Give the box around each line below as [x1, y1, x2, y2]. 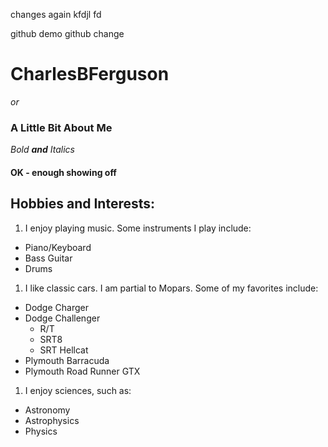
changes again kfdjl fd [10, 9, 102, 20]
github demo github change [10, 28, 125, 39]
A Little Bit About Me [10, 120, 113, 134]
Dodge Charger [24, 301, 89, 313]
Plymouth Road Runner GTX [24, 365, 141, 377]
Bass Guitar [24, 252, 73, 264]
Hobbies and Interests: [10, 195, 156, 213]
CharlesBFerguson [10, 63, 170, 86]
